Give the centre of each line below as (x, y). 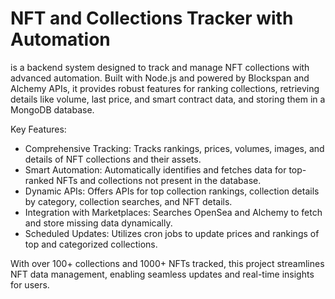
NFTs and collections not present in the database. (159, 180)
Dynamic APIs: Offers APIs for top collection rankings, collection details (172, 191)
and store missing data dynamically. (98, 223)
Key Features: (38, 129)
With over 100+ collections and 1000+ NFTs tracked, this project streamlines (167, 263)
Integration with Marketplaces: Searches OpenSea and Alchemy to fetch (173, 212)
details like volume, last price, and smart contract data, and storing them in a (168, 99)
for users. (30, 284)
